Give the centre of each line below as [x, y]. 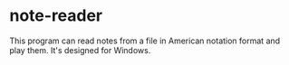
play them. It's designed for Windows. [80, 50]
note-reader [56, 16]
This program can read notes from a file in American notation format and [145, 41]
